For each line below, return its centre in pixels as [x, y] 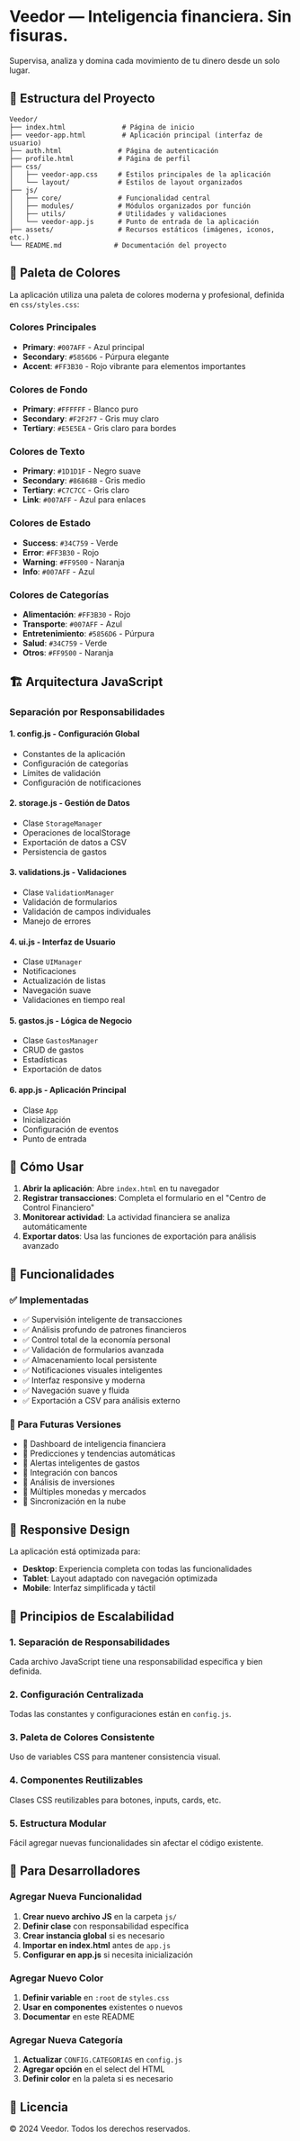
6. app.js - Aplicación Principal [68, 1089]
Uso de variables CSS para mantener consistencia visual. [115, 1757]
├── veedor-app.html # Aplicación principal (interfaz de [136, 135]
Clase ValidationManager [68, 892]
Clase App [40, 1110]
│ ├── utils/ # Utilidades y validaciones [118, 213]
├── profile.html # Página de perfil [100, 158]
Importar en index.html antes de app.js [96, 1945]
